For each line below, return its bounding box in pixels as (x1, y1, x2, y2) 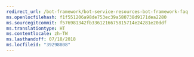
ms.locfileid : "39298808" (6, 42, 70, 48)
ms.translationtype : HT (6, 25, 66, 31)
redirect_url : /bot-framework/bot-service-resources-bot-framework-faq (6, 8, 188, 15)
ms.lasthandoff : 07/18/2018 (6, 36, 76, 42)
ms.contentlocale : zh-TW (6, 31, 68, 37)
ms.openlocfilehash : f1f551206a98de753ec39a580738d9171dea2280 (6, 14, 167, 20)
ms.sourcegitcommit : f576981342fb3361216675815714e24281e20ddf (6, 20, 167, 26)
